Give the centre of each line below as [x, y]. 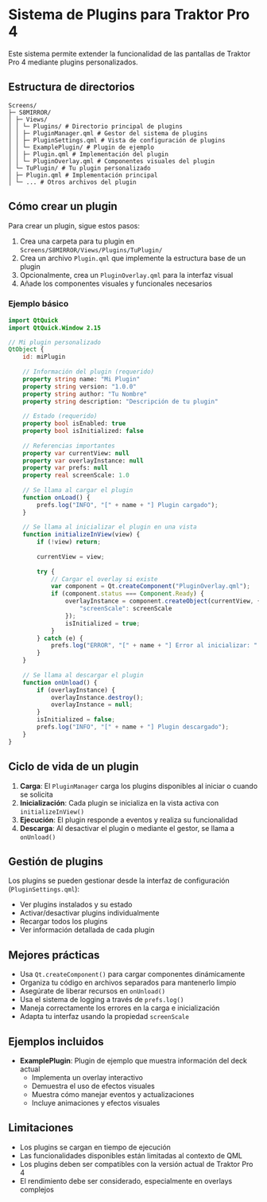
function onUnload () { [60, 682]
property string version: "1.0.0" [79, 386]
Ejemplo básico [39, 304]
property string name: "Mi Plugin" [81, 379]
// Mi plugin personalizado [55, 342]
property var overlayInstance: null [83, 461]
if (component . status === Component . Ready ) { [127, 594]
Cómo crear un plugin [63, 207]
